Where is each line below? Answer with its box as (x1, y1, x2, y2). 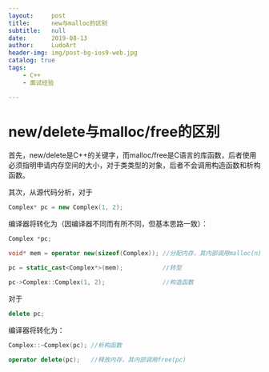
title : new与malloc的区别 (8, 19, 108, 27)
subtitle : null (8, 26, 66, 34)
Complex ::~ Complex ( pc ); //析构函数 (8, 341, 122, 349)
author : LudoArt (8, 42, 78, 50)
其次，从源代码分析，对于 (8, 187, 93, 197)
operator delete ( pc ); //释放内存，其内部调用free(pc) (8, 355, 187, 364)
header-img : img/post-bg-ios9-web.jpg (8, 49, 138, 57)
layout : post (8, 11, 66, 20)
